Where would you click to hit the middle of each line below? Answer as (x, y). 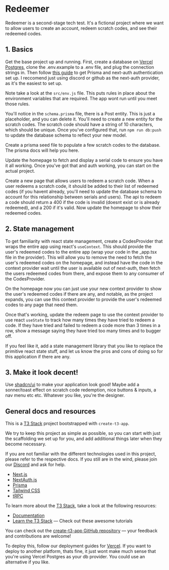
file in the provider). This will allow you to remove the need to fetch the (79, 257)
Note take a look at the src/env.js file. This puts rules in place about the (80, 93)
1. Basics (19, 49)
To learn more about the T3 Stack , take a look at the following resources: (81, 506)
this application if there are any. (38, 356)
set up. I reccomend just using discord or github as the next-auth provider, (82, 78)
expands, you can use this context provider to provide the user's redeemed (83, 299)
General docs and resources (50, 411)
